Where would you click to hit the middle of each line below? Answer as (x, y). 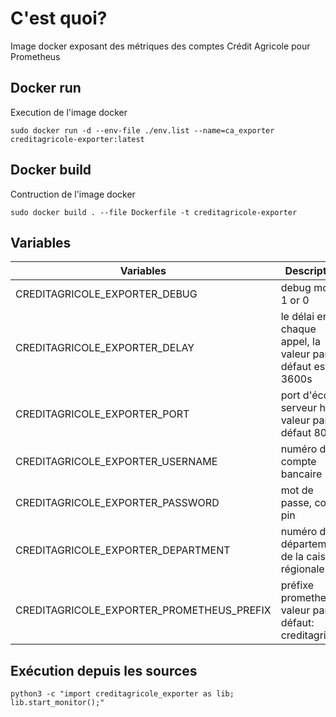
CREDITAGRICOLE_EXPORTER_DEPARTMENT (123, 550)
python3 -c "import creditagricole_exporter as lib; (122, 694)
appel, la (300, 342)
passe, (296, 503)
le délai (297, 317)
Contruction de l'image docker (73, 194)
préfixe (297, 585)
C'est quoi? (59, 18)
